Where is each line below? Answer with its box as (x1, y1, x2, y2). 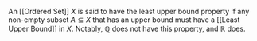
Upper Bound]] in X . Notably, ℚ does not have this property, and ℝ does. (8, 24, 246, 33)
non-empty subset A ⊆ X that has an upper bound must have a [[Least (8, 15, 240, 24)
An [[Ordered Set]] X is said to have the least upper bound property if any (8, 7, 250, 16)
